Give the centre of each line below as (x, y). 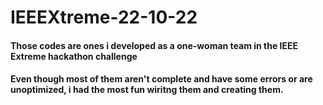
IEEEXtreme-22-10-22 (104, 17)
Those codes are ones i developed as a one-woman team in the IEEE (154, 45)
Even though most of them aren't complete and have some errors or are (161, 79)
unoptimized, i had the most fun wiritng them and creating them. (147, 90)
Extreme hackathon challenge (74, 56)
